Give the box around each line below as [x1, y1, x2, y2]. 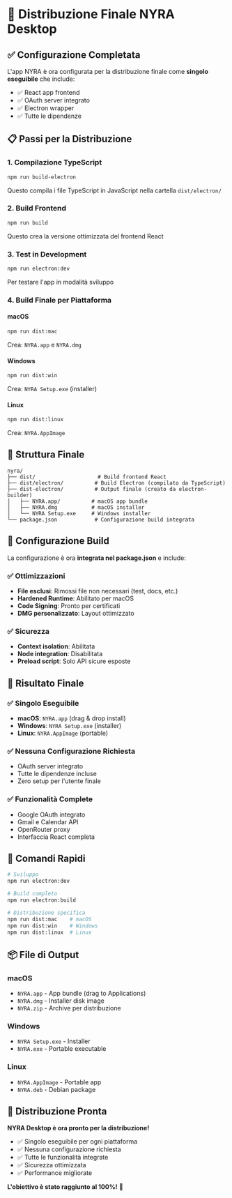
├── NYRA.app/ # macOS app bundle [20, 498, 148, 505]
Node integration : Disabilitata [17, 650, 103, 658]
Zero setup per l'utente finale [17, 777, 101, 785]
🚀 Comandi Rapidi [7, 852, 86, 864]
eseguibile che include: [7, 75, 75, 83]
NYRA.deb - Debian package [17, 1085, 96, 1093]
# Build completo [7, 890, 58, 897]
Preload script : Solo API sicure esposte [17, 657, 131, 665]
